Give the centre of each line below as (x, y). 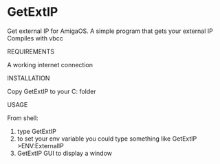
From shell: (23, 118)
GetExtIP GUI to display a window (64, 153)
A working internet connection (50, 65)
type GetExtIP (36, 131)
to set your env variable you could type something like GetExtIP (107, 139)
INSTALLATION (29, 78)
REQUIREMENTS (31, 51)
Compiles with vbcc (35, 38)
